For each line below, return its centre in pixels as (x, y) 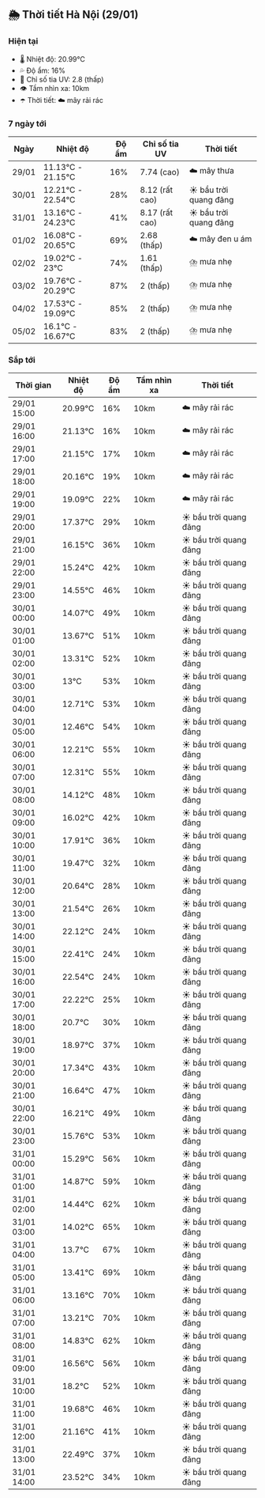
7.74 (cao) (160, 172)
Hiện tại (23, 41)
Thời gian (34, 385)
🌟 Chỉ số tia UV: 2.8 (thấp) (62, 79)
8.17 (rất (157, 212)
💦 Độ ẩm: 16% (42, 70)
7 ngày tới (28, 123)
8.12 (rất (157, 190)
